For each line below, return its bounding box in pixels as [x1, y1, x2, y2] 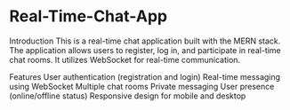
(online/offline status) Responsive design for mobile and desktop [9, 90, 246, 101]
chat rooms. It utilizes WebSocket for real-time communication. [9, 54, 241, 65]
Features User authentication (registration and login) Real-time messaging [9, 71, 281, 82]
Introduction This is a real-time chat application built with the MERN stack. [9, 35, 281, 46]
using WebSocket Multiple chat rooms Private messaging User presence [9, 81, 275, 91]
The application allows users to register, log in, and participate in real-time [9, 44, 282, 55]
